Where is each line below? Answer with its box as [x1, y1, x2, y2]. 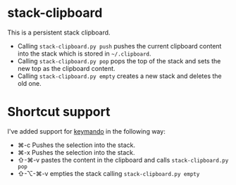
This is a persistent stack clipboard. [7, 28, 111, 37]
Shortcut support [7, 104, 111, 120]
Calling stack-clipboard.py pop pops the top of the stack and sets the [17, 56, 221, 65]
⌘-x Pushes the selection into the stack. [17, 148, 135, 156]
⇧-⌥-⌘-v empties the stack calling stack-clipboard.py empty [17, 169, 200, 177]
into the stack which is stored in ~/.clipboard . [17, 49, 151, 58]
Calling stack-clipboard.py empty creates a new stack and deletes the [17, 72, 222, 80]
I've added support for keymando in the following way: [7, 127, 166, 135]
